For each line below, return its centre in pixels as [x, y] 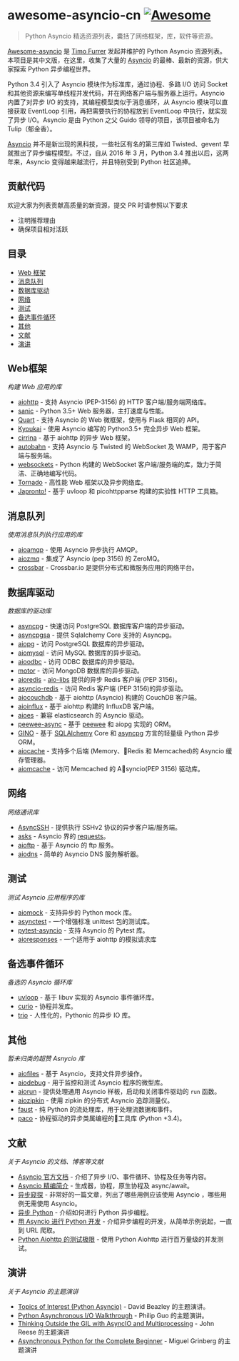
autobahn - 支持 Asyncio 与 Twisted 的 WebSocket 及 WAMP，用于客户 [122, 447]
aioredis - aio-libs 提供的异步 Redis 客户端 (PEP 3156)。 [100, 679]
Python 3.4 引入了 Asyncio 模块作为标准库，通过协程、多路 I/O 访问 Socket [118, 84]
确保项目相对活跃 [43, 229]
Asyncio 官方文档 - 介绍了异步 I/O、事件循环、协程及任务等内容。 [114, 1177]
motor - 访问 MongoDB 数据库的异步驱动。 [81, 671]
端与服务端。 [36, 456]
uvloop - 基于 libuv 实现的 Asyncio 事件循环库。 [88, 998]
